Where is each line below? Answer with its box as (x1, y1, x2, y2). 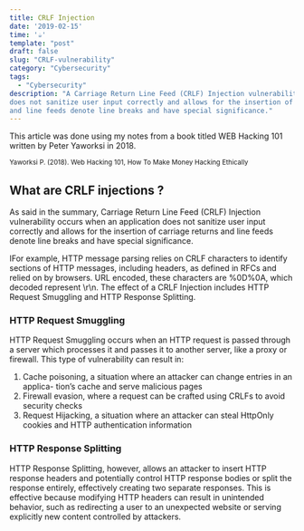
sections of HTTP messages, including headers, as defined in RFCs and (9, 263, 278, 274)
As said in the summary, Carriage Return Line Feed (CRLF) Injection (9, 207, 261, 217)
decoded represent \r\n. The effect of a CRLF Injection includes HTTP (9, 282, 270, 293)
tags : (9, 72, 30, 82)
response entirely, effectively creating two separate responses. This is (9, 482, 271, 493)
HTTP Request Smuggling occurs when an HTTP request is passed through (9, 334, 291, 345)
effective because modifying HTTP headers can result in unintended (9, 491, 265, 503)
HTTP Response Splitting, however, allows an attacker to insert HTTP (9, 463, 267, 474)
